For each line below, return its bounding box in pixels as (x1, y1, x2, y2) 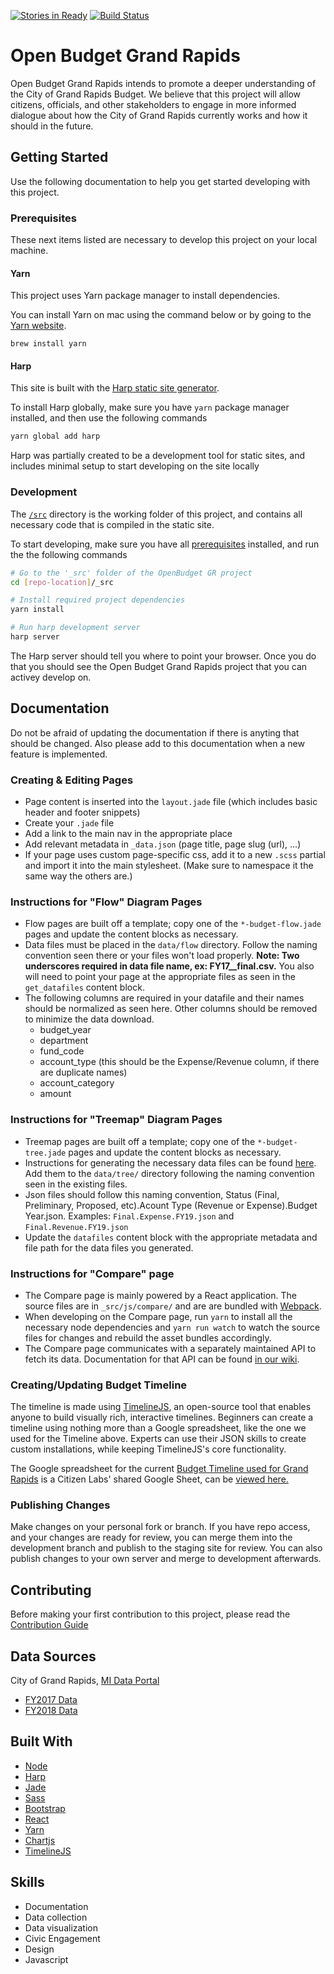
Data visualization (24, 1921, 99, 1934)
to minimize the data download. (24, 1013, 155, 1025)
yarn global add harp (10, 431, 101, 442)
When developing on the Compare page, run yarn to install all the (24, 1310, 293, 1322)
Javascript (24, 1953, 69, 1965)
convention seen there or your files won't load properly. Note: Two (24, 950, 300, 962)
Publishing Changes (10, 1498, 111, 1512)
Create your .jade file (24, 816, 115, 829)
